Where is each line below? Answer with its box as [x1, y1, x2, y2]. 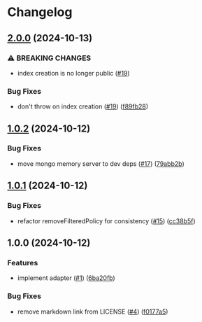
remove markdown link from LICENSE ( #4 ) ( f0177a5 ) [17, 307, 168, 316]
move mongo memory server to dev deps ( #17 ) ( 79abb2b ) [17, 159, 185, 168]
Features [7, 258, 38, 267]
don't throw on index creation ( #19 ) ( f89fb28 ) [17, 102, 149, 111]
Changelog [7, 4, 73, 20]
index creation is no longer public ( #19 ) [17, 69, 131, 77]
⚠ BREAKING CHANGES [7, 53, 92, 63]
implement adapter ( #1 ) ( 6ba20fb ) [17, 274, 115, 282]
